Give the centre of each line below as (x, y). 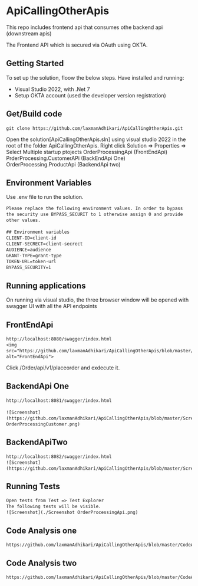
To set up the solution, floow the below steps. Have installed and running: (95, 77)
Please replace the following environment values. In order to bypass (95, 209)
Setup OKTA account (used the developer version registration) (90, 95)
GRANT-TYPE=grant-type (34, 256)
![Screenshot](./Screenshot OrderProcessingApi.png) (72, 513)
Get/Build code (34, 114)
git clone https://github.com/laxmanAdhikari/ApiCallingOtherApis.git (95, 128)
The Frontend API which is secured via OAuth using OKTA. (77, 45)
